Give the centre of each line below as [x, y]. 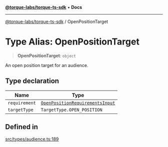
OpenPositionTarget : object [46, 55]
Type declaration [32, 81]
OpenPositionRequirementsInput [78, 103]
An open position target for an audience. [47, 65]
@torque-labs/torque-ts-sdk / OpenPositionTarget [57, 21]
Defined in [22, 127]
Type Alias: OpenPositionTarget [72, 42]
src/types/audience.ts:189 [32, 139]
